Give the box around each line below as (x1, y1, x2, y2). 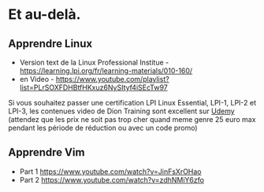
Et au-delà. (8, 6, 81, 24)
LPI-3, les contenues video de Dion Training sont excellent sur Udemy (8, 106, 235, 116)
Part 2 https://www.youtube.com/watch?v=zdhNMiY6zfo (19, 175, 205, 184)
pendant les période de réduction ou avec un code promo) (8, 124, 199, 132)
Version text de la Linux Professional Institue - (19, 57, 169, 67)
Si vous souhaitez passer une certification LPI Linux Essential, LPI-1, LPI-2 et (8, 98, 257, 107)
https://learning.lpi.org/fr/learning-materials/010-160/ (19, 66, 193, 76)
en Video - (19, 75, 54, 83)
